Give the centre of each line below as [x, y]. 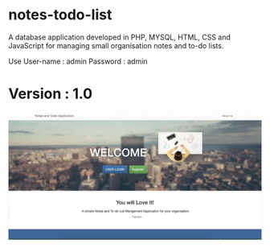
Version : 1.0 [51, 94]
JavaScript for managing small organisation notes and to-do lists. [116, 45]
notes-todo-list [60, 15]
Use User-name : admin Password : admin [78, 61]
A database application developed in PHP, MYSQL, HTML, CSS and [120, 37]
